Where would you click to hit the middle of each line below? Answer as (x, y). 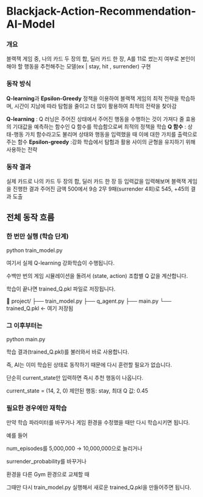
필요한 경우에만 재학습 (37, 408)
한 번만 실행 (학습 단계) (37, 236)
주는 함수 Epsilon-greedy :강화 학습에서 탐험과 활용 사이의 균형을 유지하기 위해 (101, 142)
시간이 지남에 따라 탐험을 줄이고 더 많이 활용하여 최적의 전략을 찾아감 (95, 106)
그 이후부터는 (24, 325)
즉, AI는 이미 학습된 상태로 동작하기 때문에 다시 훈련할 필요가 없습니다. (89, 365)
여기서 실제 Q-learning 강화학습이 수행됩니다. (60, 263)
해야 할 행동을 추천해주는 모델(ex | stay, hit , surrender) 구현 (79, 67)
